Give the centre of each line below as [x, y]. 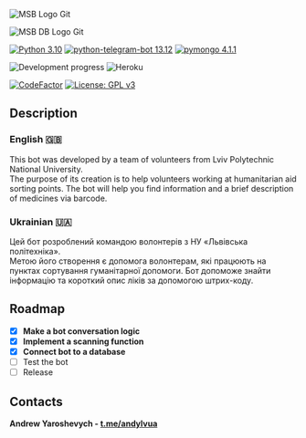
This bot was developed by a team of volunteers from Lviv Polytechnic [142, 159]
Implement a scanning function [83, 341]
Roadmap [37, 309]
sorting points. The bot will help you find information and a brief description [152, 188]
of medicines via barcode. [58, 198]
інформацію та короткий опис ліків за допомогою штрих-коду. [132, 280]
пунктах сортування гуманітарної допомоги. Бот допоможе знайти [140, 270]
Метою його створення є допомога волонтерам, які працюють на [138, 261]
